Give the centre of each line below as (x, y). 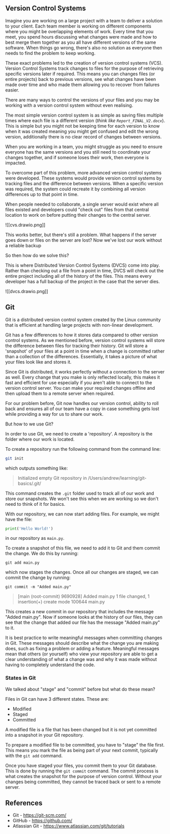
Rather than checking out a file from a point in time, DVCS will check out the (84, 270)
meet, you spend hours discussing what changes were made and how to (81, 37)
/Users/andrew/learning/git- (117, 478)
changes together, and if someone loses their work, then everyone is (77, 157)
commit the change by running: (38, 578)
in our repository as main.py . (35, 538)
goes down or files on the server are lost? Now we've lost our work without (84, 240)
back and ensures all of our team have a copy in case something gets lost (82, 409)
